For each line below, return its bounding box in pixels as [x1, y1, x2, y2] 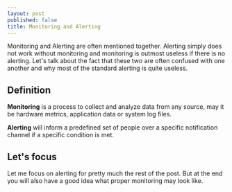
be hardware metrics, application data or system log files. [7, 110, 172, 119]
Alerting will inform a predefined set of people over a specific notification [7, 123, 218, 132]
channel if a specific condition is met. [7, 131, 115, 139]
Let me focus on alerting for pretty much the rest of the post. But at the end [7, 169, 223, 177]
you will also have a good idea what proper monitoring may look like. [7, 177, 204, 184]
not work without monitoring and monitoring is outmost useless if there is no [7, 49, 226, 58]
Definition [7, 84, 51, 96]
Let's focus [7, 150, 57, 163]
